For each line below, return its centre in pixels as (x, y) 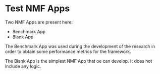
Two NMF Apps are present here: (39, 22)
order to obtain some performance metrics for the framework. (68, 51)
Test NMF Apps (38, 9)
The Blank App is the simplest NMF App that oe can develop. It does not (79, 61)
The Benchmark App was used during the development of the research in (80, 46)
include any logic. (23, 66)
